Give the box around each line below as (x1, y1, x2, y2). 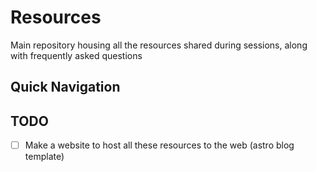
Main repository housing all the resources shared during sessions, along (10, 39, 308, 51)
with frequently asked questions (10, 49, 143, 61)
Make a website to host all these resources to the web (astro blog (24, 139, 295, 151)
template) (24, 151, 65, 163)
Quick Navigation (10, 79, 121, 96)
